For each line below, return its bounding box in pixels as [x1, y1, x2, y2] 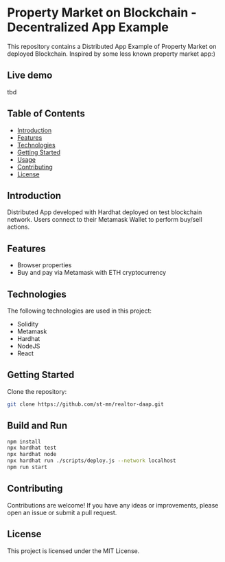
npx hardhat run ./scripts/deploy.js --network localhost [7, 457, 176, 464]
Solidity [16, 320, 39, 328]
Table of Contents [7, 108, 86, 120]
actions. [7, 222, 29, 231]
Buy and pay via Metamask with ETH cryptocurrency [16, 269, 167, 277]
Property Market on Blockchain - [7, 5, 197, 21]
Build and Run [7, 420, 67, 432]
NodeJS [16, 342, 40, 350]
